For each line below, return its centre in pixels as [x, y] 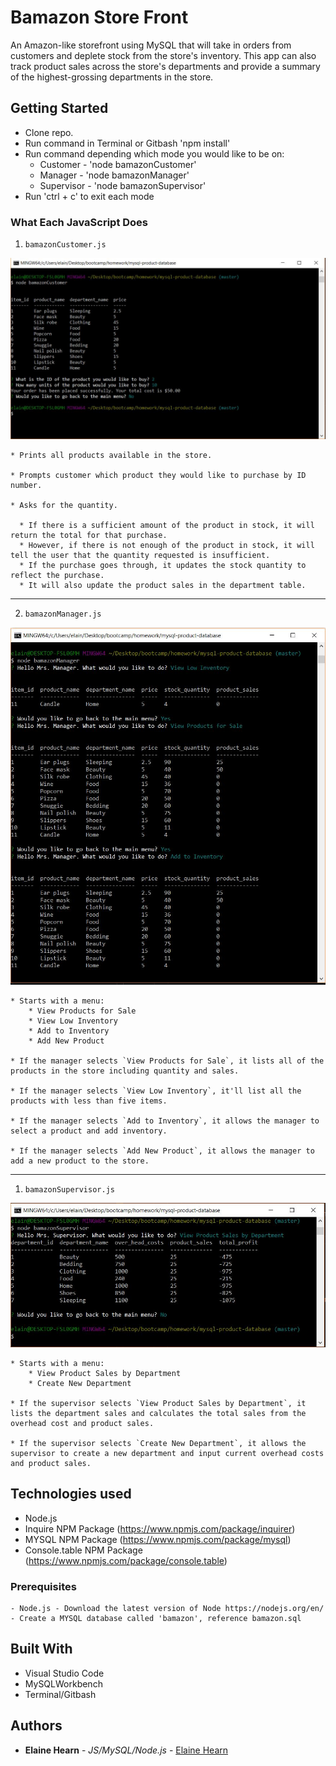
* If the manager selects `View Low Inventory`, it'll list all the [156, 1091]
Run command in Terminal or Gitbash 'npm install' [127, 143]
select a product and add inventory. [89, 1131]
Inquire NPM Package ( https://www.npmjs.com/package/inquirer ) [160, 1528]
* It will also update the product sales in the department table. [163, 586]
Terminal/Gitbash [60, 1694]
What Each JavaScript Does [79, 222]
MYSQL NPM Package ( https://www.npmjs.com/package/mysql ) [158, 1539]
